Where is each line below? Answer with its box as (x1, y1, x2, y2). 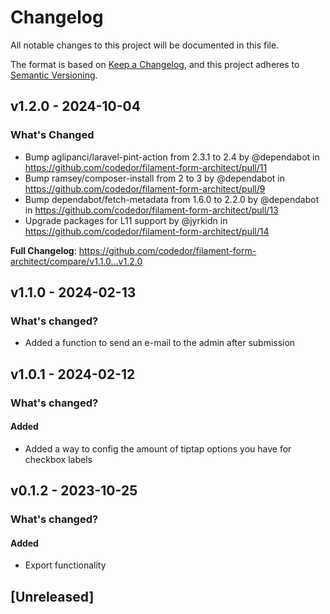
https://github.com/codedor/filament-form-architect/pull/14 (24, 225, 270, 237)
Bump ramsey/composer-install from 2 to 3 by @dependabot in (24, 172, 286, 184)
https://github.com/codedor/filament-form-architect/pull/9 (24, 182, 266, 195)
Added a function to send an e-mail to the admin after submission (24, 337, 296, 349)
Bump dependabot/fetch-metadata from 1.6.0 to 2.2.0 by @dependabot (24, 193, 320, 205)
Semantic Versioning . (10, 69, 98, 81)
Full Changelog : (10, 244, 77, 256)
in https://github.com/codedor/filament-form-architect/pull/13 (24, 204, 279, 216)
